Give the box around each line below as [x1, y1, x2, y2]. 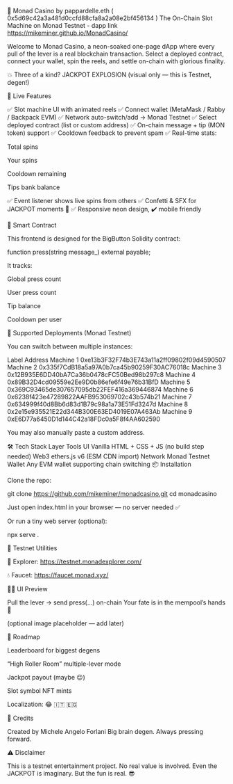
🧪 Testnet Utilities [7, 544, 58, 552]
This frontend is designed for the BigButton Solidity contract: [7, 234, 181, 243]
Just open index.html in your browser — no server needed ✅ [7, 503, 180, 511]
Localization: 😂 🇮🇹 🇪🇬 [7, 700, 78, 708]
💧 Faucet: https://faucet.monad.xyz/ [7, 571, 109, 579]
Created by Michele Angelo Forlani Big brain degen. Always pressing [7, 728, 203, 735]
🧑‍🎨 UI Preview [7, 585, 48, 593]
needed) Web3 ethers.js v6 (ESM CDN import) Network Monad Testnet [7, 452, 210, 461]
